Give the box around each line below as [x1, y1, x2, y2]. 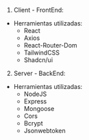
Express [23, 97, 47, 106]
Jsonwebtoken [23, 127, 66, 134]
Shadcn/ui [23, 56, 53, 64]
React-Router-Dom [23, 41, 77, 49]
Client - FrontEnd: [13, 6, 64, 14]
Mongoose [23, 105, 55, 112]
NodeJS [23, 90, 47, 98]
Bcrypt [23, 119, 43, 127]
